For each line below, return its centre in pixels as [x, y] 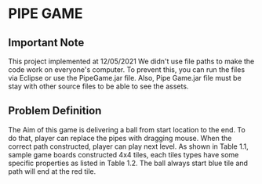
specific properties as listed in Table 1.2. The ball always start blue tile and [128, 163]
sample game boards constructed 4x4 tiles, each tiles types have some [124, 154]
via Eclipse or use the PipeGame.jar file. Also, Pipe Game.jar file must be [125, 78]
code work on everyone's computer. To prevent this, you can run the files [127, 70]
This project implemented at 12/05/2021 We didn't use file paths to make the [131, 61]
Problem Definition [55, 111]
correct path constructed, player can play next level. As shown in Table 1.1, [128, 146]
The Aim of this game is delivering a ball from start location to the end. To [127, 129]
